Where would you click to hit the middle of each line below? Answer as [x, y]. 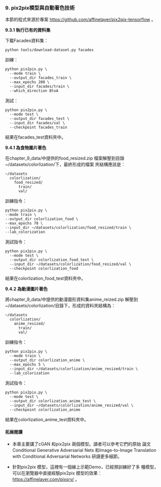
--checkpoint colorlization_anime [45, 410]
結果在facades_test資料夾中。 [35, 137]
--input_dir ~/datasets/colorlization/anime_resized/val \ [72, 406]
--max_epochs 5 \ [27, 365]
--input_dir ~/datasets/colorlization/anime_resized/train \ [74, 369]
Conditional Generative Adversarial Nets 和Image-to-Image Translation [84, 450]
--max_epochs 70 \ [24, 223]
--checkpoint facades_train [39, 127]
